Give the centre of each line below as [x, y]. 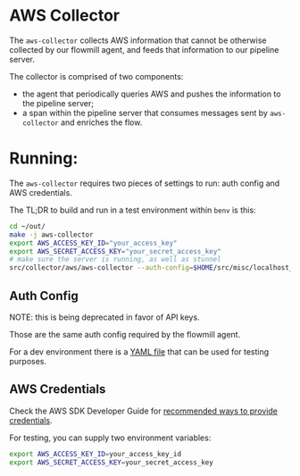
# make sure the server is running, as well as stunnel [115, 260]
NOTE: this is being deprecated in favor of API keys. [104, 317]
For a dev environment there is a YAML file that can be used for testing [139, 351]
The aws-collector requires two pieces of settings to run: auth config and [145, 183]
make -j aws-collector [51, 234]
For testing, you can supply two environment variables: [110, 438]
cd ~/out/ [28, 226]
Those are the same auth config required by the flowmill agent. [125, 334]
